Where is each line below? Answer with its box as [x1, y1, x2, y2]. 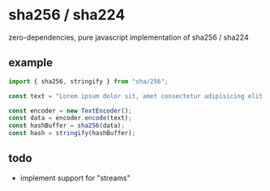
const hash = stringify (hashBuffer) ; [8, 129, 136, 138]
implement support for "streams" [19, 172, 131, 183]
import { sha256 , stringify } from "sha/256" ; [8, 77, 169, 86]
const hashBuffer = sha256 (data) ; [8, 121, 126, 130]
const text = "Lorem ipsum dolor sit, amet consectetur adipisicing [8, 91, 245, 100]
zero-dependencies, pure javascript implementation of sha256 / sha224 [8, 32, 249, 42]
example [8, 56, 54, 70]
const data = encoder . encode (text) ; [8, 114, 132, 122]
